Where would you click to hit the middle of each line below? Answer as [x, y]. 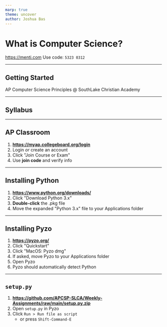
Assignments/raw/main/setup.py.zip [51, 303]
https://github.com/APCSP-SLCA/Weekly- [57, 298]
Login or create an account [40, 150]
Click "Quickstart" [31, 246]
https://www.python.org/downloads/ [52, 192]
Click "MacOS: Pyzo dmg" [39, 251]
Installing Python [32, 181]
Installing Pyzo [29, 228]
